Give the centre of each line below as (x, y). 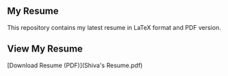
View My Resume (45, 49)
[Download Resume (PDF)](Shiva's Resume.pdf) (75, 65)
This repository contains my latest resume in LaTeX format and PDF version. (114, 27)
